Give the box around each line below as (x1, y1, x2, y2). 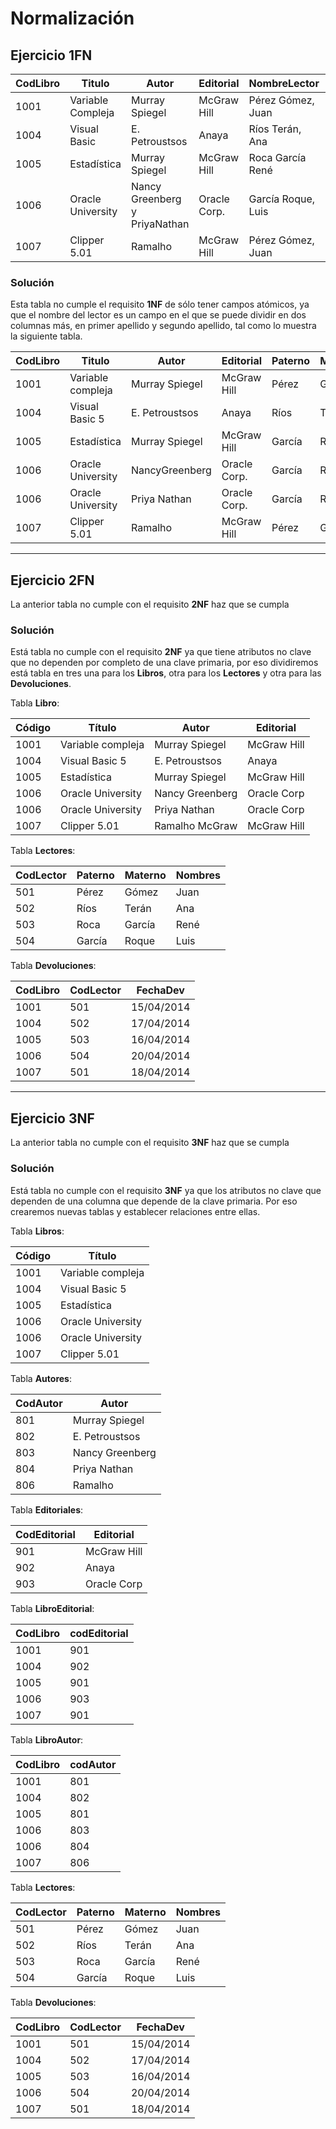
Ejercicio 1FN (10, 47, 93, 64)
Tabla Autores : (10, 1372, 72, 1384)
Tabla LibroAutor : (10, 1733, 84, 1746)
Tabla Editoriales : (10, 1503, 84, 1516)
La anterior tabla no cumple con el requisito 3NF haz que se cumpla (10, 1137, 290, 1149)
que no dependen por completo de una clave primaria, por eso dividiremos (10, 657, 319, 669)
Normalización (10, 7, 135, 30)
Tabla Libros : (10, 1225, 65, 1237)
